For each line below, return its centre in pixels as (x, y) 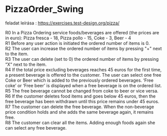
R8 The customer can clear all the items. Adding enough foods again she (80, 123)
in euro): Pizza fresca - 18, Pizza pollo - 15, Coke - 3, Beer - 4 (68, 38)
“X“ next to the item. (26, 64)
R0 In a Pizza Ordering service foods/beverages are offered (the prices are (82, 32)
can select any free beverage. (36, 128)
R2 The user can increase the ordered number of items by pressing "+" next (83, 48)
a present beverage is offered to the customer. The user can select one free (83, 75)
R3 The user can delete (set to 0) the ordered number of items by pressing (82, 59)
